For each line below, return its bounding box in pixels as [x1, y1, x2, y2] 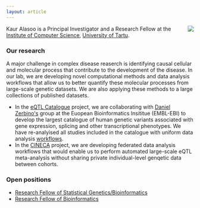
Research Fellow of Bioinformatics [14, 195, 99, 203]
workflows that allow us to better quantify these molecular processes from [6, 79, 189, 86]
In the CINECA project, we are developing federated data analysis [14, 141, 176, 148]
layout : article [6, 8, 46, 15]
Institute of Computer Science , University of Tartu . [6, 31, 130, 39]
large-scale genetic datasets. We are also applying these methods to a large [6, 85, 193, 93]
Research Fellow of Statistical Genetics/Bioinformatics [14, 189, 148, 196]
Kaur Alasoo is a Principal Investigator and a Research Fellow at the [6, 25, 171, 32]
